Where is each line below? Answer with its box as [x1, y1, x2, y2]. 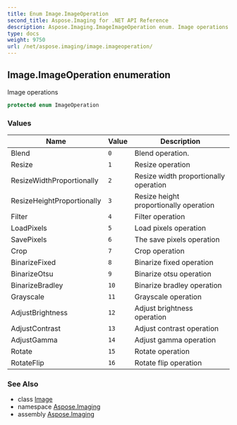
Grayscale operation [134, 292, 202, 302]
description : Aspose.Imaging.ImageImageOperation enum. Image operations [7, 23, 229, 30]
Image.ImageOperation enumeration [7, 69, 171, 81]
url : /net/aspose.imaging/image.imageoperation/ [7, 43, 153, 50]
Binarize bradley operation [134, 280, 222, 290]
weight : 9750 [7, 37, 46, 44]
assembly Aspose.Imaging [17, 410, 95, 419]
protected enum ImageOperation [7, 101, 99, 109]
